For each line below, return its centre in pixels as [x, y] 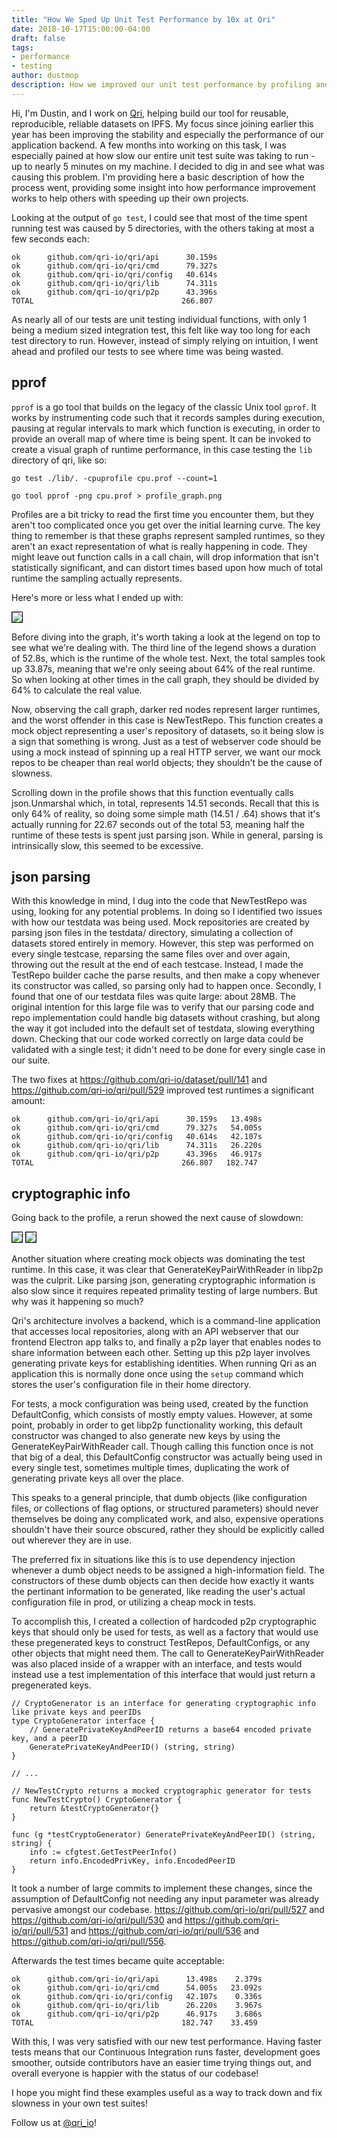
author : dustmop [45, 76]
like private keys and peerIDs [76, 1712]
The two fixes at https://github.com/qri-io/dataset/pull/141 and [139, 1080]
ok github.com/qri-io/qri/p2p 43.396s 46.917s [137, 1154]
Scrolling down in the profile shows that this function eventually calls [152, 792]
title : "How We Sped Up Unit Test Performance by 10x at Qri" [143, 19]
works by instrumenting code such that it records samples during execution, [168, 417]
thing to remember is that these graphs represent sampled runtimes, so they [168, 535]
